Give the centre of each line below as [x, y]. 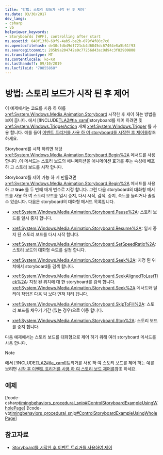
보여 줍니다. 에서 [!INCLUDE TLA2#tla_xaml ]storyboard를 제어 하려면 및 [74, 120]
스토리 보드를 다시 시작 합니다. [51, 234]
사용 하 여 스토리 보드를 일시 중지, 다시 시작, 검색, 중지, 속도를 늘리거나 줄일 [85, 195]
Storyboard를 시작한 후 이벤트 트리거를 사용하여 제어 [62, 447]
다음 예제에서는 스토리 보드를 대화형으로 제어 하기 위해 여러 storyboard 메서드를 [81, 337]
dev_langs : [16, 18]
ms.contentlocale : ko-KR [30, 59]
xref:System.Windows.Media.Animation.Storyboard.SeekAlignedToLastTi [85, 276]
